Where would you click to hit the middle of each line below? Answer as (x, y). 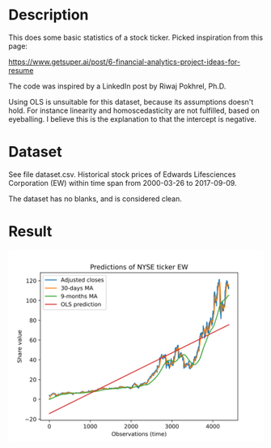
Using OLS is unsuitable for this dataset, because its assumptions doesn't (131, 101)
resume (21, 70)
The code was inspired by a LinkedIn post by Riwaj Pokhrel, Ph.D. (117, 86)
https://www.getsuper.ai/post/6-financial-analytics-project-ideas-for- (125, 62)
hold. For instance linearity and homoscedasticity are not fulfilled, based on (134, 110)
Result (30, 232)
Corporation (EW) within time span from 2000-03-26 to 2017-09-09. (123, 183)
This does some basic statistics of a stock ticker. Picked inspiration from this (136, 37)
